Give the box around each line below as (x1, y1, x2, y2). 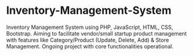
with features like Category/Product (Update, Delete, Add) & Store (6, 36, 170, 43)
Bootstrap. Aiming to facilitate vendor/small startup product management (6, 30, 187, 37)
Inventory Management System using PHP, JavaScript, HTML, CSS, (6, 23, 173, 31)
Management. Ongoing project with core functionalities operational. (6, 43, 174, 50)
